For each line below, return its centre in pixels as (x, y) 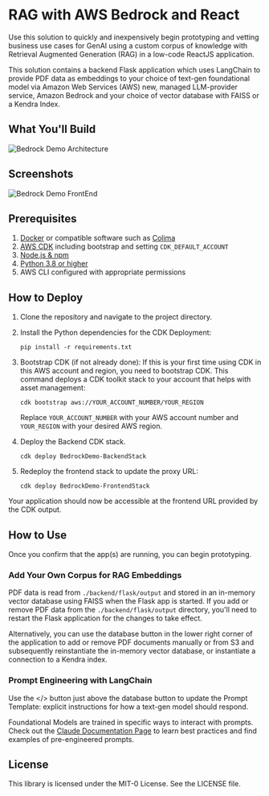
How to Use (38, 535)
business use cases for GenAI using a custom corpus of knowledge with (128, 45)
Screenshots (41, 174)
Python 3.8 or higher (54, 264)
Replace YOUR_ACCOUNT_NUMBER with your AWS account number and (129, 418)
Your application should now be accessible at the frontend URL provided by (133, 501)
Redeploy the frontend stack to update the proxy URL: (109, 472)
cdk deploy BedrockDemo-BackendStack (83, 456)
